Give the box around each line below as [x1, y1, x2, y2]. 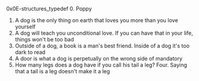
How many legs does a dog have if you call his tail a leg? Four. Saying [14, 61, 188, 68]
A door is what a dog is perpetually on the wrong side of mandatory [14, 55, 183, 62]
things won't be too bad [14, 36, 74, 43]
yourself [14, 23, 36, 30]
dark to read [14, 49, 46, 56]
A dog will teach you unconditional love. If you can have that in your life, [14, 29, 194, 37]
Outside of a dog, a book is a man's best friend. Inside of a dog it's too [14, 42, 190, 49]
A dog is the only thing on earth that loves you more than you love [14, 17, 179, 23]
